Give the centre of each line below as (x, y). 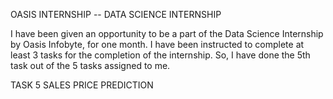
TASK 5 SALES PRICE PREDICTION (82, 85)
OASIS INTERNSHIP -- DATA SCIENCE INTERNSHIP (116, 14)
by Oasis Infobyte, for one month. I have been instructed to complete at (157, 44)
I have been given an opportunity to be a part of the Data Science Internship (167, 33)
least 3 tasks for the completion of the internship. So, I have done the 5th (160, 55)
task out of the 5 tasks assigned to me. (90, 65)
